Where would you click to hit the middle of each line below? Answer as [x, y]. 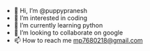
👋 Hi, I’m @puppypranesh [50, 11]
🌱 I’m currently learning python [58, 25]
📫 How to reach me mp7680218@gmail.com [78, 40]
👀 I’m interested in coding [51, 18]
